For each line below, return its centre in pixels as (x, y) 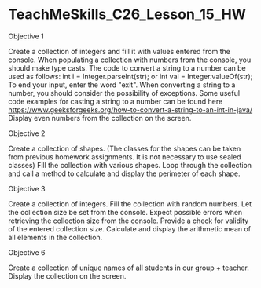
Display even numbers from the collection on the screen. (100, 118)
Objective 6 (27, 252)
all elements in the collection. (55, 237)
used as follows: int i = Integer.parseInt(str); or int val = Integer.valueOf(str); (130, 76)
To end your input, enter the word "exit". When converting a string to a (122, 85)
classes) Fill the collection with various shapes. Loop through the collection (130, 165)
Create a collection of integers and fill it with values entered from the (119, 51)
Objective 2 (27, 133)
